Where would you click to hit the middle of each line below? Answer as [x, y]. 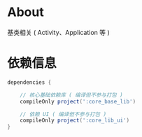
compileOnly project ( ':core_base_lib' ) [78, 101]
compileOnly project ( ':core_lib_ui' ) [75, 121]
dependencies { [29, 82]
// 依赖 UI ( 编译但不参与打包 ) [63, 114]
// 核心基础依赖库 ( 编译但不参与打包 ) [72, 95]
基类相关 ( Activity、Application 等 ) [58, 32]
